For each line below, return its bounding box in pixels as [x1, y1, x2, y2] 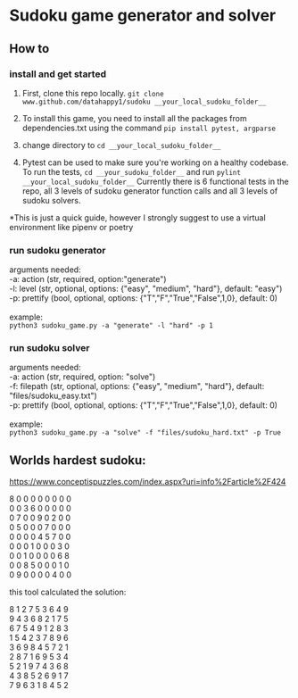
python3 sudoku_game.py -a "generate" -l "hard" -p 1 [9, 321, 214, 330]
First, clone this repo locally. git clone [21, 87, 164, 98]
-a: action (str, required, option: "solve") [9, 371, 156, 382]
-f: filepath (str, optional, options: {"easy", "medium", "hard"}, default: [9, 381, 265, 392]
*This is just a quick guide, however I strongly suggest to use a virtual [9, 212, 266, 223]
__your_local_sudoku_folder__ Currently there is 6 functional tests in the [21, 176, 289, 187]
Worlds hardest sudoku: [9, 453, 146, 468]
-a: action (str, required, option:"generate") [9, 274, 167, 285]
